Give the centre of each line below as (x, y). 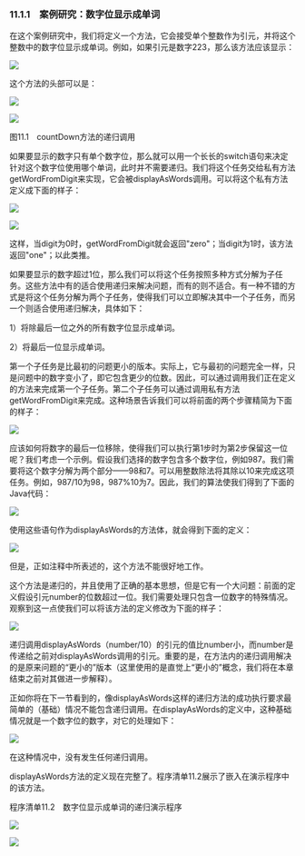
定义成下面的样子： (45, 190)
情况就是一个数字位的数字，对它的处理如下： (93, 721)
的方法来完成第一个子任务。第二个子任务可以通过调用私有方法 (125, 389)
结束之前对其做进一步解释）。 (63, 679)
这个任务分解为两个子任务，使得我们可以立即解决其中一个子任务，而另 (164, 297)
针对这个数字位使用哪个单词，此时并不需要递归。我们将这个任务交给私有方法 (152, 168)
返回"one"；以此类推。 (52, 255)
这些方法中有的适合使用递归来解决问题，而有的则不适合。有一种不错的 (156, 286)
